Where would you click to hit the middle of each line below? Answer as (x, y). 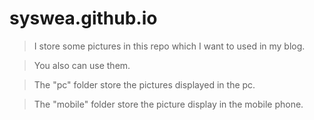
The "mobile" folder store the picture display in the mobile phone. (168, 104)
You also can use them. (82, 65)
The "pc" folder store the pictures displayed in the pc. (144, 84)
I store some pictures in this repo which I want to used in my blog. (169, 46)
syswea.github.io (83, 18)
